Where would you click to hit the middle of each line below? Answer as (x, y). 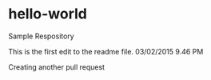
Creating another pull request (57, 67)
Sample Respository (41, 36)
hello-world (48, 14)
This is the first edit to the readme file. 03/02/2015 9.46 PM (106, 51)
